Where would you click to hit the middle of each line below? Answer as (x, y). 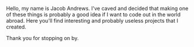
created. (16, 27)
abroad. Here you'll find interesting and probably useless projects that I (92, 21)
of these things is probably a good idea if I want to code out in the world (93, 15)
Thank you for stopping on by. (43, 38)
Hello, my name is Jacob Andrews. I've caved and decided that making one (97, 8)
